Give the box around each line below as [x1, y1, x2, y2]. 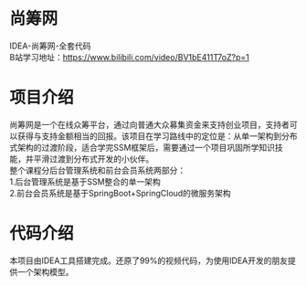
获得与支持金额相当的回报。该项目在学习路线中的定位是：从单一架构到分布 [16, 130, 298, 142]
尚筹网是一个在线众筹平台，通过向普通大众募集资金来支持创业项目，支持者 [9, 119, 290, 130]
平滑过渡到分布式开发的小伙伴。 [33, 153, 153, 164]
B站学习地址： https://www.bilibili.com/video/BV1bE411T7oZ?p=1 [9, 51, 249, 62]
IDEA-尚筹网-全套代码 [9, 40, 91, 51]
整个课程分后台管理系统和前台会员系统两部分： [9, 164, 185, 175]
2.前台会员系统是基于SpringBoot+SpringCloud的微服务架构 [9, 187, 231, 198]
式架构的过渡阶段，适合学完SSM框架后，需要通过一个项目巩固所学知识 [9, 142, 276, 153]
